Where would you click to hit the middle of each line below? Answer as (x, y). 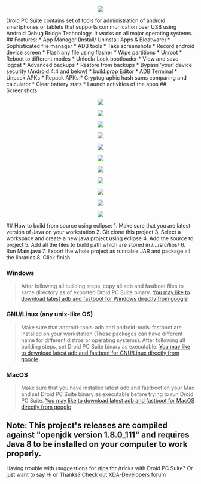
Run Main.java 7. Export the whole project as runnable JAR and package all (98, 251)
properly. (24, 454)
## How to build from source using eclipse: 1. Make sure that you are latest (98, 226)
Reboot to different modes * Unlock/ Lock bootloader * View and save (92, 59)
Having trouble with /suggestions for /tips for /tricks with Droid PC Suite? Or (100, 468)
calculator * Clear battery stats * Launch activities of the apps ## (86, 84)
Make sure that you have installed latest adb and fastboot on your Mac (108, 388)
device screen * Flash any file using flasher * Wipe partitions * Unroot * (94, 52)
